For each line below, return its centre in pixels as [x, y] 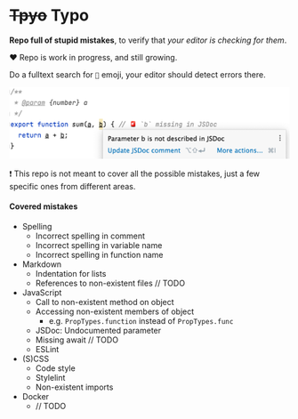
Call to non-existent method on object [105, 302]
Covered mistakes [44, 206]
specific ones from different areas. [72, 186]
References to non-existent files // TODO [110, 283]
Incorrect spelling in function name [99, 255]
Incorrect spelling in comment [90, 236]
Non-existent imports [74, 387]
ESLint [47, 350]
